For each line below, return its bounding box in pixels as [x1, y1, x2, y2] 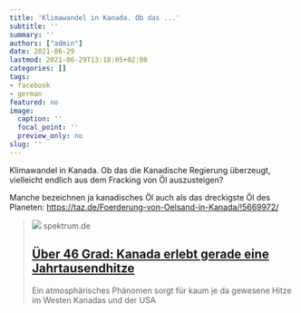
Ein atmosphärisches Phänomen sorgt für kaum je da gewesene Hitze [31, 285, 292, 296]
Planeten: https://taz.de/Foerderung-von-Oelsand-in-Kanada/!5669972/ [9, 201, 279, 212]
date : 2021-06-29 [9, 47, 75, 56]
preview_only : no [17, 132, 83, 141]
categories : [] [9, 64, 67, 73]
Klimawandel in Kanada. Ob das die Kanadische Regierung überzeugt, [9, 164, 271, 175]
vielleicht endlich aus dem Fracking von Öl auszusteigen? [9, 174, 224, 185]
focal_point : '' [17, 123, 79, 132]
